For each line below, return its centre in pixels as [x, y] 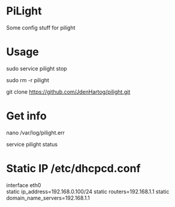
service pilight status [32, 144]
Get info [26, 116]
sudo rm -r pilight [28, 80]
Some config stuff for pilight [41, 28]
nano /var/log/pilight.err [35, 133]
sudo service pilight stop [37, 68]
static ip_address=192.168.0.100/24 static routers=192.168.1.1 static [88, 191]
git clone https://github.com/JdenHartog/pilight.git [68, 92]
